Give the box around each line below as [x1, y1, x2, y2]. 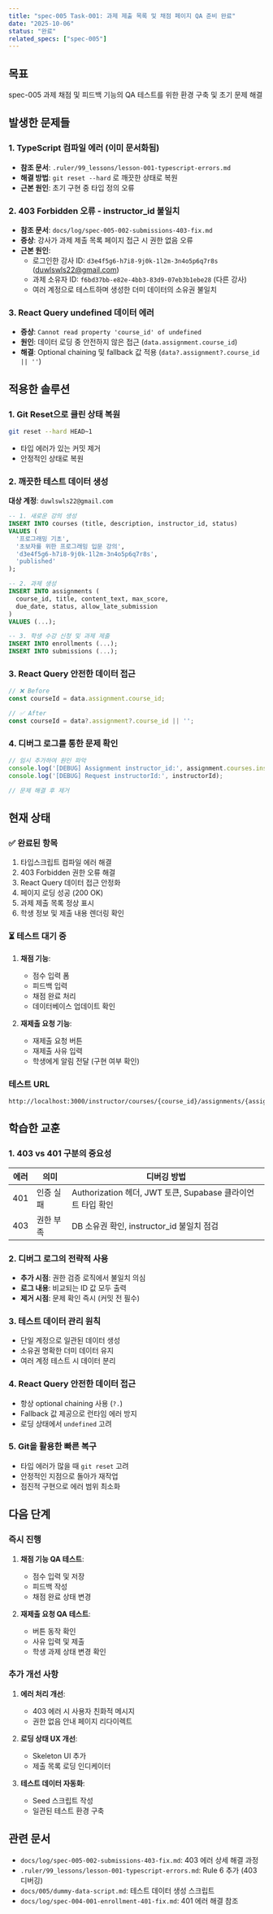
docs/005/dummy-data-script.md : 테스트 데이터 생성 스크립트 [19, 1886, 215, 1895]
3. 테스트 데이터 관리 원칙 [8, 1315, 102, 1326]
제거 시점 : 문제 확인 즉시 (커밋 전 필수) [19, 1293, 141, 1303]
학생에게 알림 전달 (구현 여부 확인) [32, 1055, 140, 1066]
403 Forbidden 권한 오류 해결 [19, 867, 116, 877]
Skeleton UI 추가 [32, 1750, 87, 1760]
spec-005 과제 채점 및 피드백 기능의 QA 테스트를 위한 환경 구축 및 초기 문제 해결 [8, 90, 263, 100]
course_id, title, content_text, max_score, [15, 595, 169, 603]
